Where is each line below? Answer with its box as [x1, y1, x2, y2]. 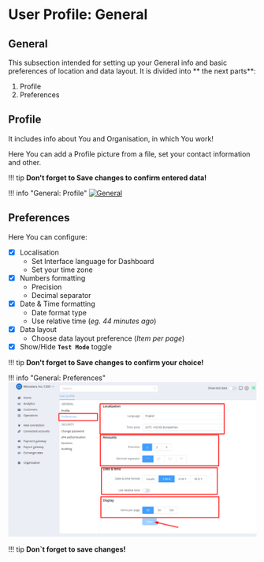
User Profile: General [8, 6, 148, 24]
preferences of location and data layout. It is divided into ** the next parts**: [8, 66, 256, 76]
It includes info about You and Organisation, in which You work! [8, 134, 214, 143]
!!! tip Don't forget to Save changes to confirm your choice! [8, 357, 204, 367]
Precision [31, 282, 62, 292]
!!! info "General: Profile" [8, 188, 87, 198]
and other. [8, 157, 42, 167]
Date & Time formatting [19, 299, 96, 308]
